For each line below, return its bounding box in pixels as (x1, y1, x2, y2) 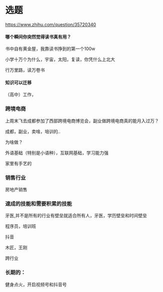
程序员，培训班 (5, 223, 36, 229)
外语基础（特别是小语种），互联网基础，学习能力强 (5, 150, 109, 156)
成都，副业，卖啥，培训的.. (5, 128, 61, 134)
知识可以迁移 (5, 79, 32, 85)
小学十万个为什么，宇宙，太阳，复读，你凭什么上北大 (5, 56, 115, 63)
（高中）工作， (5, 91, 36, 98)
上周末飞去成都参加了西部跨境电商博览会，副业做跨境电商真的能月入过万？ (5, 117, 159, 123)
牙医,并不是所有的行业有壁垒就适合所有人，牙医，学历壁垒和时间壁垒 (5, 213, 147, 219)
